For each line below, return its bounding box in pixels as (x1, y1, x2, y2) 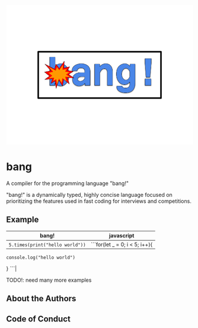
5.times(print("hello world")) (8, 242, 86, 248)
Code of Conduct (6, 314, 71, 324)
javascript (108, 232, 135, 239)
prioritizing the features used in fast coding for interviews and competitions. (6, 198, 191, 205)
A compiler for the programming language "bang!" (6, 180, 129, 187)
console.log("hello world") (6, 254, 76, 260)
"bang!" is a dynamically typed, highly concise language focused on (6, 191, 173, 198)
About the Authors (6, 294, 76, 304)
